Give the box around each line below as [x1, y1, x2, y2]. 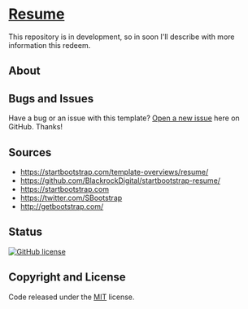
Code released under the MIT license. [8, 292, 135, 302]
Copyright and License [8, 270, 126, 285]
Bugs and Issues [8, 91, 94, 106]
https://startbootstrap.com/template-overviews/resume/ [20, 167, 209, 176]
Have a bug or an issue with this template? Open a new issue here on [8, 113, 240, 123]
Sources [8, 146, 52, 159]
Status [8, 225, 43, 239]
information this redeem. [8, 40, 91, 50]
